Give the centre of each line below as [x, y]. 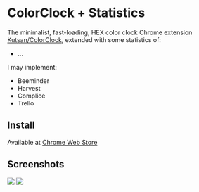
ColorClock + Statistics [76, 13]
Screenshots [36, 164]
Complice [31, 96]
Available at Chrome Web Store [52, 142]
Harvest [29, 88]
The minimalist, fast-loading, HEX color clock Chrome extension [100, 32]
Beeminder [33, 81]
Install [21, 126]
